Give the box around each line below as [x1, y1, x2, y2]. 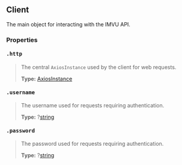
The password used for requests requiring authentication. [20, 140, 164, 148]
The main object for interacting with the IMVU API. [6, 20, 131, 28]
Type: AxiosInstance [20, 75, 73, 82]
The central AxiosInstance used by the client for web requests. [20, 63, 177, 71]
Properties [6, 35, 38, 44]
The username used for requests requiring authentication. [20, 102, 165, 109]
